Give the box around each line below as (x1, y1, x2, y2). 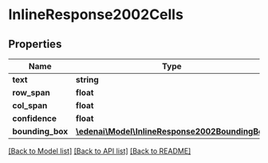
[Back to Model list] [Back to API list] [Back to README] (8, 146, 191, 156)
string (75, 74, 100, 85)
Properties (8, 37, 62, 51)
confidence (12, 113, 57, 124)
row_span (12, 87, 50, 98)
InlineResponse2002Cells (8, 6, 183, 24)
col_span (12, 100, 48, 111)
